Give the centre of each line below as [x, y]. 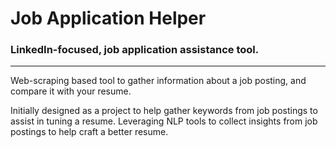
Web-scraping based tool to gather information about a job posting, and [158, 81]
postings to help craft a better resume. [89, 132]
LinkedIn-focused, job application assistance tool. [135, 50]
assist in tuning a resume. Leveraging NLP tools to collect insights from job [164, 121]
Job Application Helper [108, 18]
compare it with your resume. [71, 91]
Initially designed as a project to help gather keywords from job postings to [164, 111]
